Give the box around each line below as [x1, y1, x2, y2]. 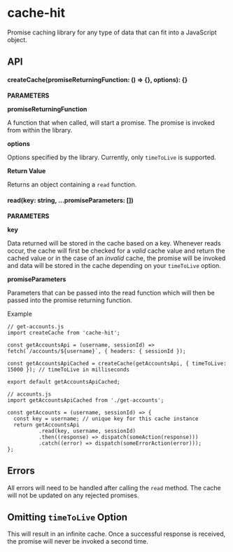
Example [7, 309, 33, 318]
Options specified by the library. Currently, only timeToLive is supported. [7, 153, 217, 161]
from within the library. [7, 126, 73, 134]
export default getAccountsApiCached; [7, 378, 120, 385]
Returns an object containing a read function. [7, 180, 137, 189]
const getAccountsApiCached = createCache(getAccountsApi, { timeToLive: [7, 360, 227, 367]
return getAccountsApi [13, 421, 80, 429]
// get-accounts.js [7, 323, 64, 330]
